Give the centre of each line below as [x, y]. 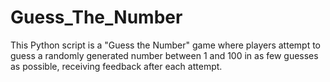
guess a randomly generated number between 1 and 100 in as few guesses [164, 55]
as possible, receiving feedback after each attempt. [116, 66]
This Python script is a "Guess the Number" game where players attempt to [165, 45]
